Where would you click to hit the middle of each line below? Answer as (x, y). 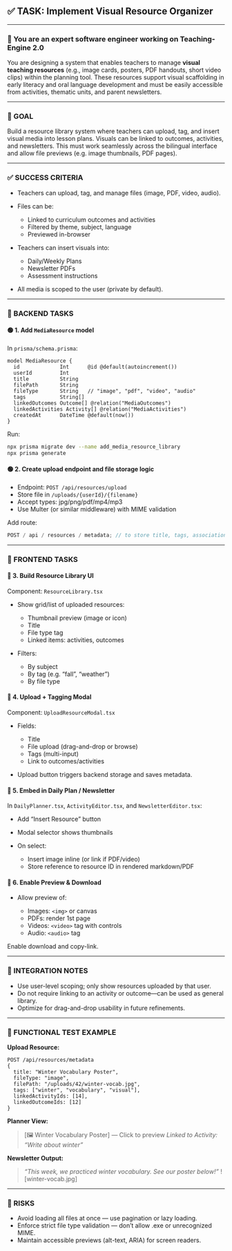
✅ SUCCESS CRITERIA (45, 177)
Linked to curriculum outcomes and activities (91, 220)
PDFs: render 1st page (59, 918)
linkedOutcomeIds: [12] (47, 1102)
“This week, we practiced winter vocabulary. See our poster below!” (121, 1171)
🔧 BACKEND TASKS (40, 313)
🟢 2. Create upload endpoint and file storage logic (80, 469)
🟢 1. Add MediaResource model (51, 330)
